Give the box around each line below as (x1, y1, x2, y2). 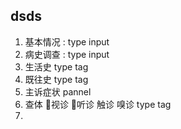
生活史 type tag (24, 60, 89, 73)
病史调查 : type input (24, 48, 110, 60)
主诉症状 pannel (24, 85, 92, 98)
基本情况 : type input (24, 35, 110, 48)
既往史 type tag (24, 73, 89, 85)
